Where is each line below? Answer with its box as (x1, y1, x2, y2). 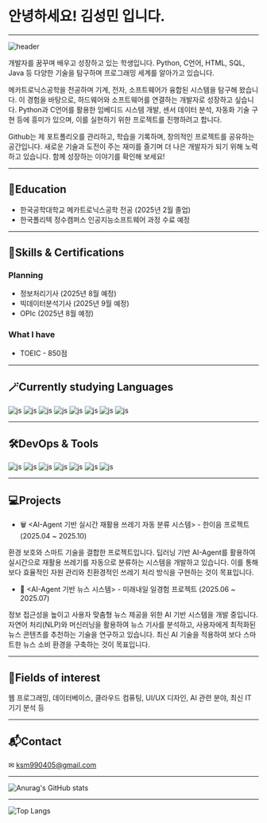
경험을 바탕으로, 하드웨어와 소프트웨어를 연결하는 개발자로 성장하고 (26, 95, 233, 104)
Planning (8, 270, 44, 281)
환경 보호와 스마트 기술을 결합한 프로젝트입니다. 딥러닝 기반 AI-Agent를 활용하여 (8, 547, 256, 558)
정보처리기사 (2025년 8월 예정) (19, 288, 117, 299)
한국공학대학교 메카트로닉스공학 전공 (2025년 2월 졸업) (19, 205, 191, 214)
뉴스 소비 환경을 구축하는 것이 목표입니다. (22, 640, 151, 649)
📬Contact (8, 735, 62, 749)
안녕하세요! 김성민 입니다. (8, 7, 165, 25)
